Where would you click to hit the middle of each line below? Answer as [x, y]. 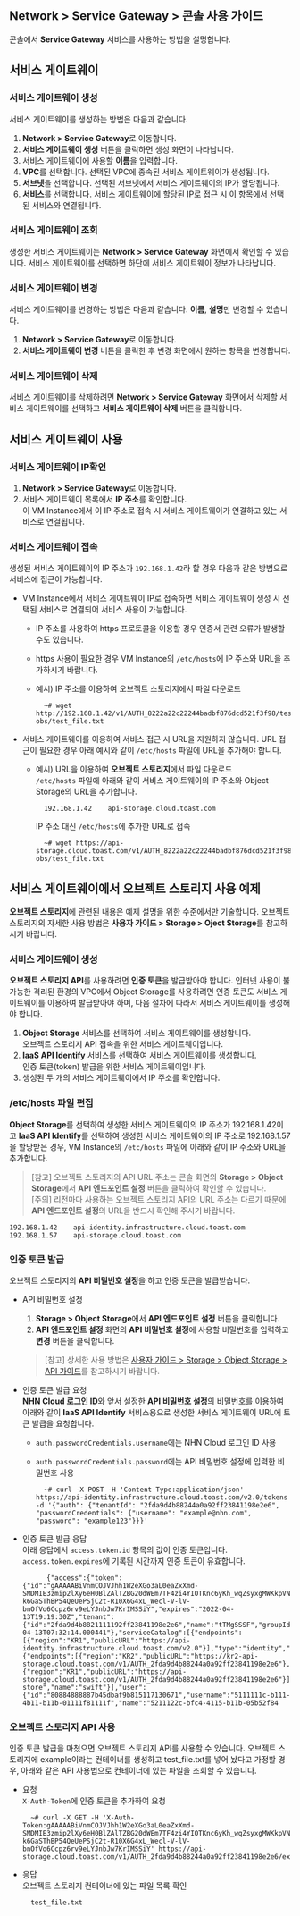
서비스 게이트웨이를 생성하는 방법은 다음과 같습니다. [99, 119]
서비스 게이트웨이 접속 [54, 547]
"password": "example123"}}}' [92, 1521]
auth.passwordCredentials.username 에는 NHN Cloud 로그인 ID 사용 [156, 1443]
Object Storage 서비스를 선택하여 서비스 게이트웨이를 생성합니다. [137, 1033]
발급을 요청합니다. [63, 1423]
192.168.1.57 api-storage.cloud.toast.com [95, 1235]
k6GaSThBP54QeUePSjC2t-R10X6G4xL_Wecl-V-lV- [106, 1841]
